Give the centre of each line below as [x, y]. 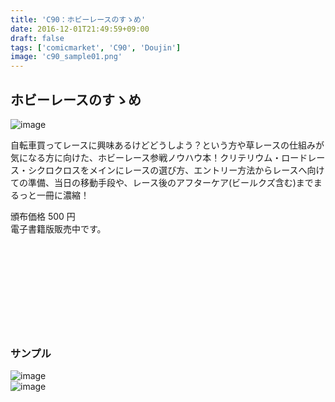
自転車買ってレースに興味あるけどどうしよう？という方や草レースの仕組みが [167, 145]
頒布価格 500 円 [43, 216]
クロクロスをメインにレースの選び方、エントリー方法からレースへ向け [180, 170]
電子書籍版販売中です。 [58, 228]
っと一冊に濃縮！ [54, 195]
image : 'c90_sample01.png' [66, 57]
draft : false [37, 38]
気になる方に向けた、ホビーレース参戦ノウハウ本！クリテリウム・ [146, 157]
